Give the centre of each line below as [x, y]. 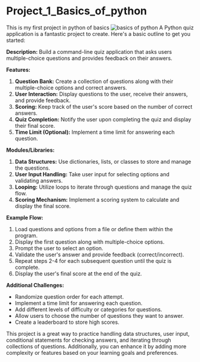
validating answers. [39, 180]
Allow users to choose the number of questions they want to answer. [99, 315]
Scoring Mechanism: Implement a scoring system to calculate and [97, 200]
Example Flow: [25, 217]
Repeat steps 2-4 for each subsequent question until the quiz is [93, 260]
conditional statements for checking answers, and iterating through [89, 340]
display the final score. [43, 206]
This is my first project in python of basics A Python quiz [100, 27]
